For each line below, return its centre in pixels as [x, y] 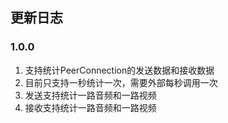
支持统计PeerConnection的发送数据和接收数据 [119, 70]
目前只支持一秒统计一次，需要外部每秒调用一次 [121, 82]
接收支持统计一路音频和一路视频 [90, 107]
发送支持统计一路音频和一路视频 [90, 95]
